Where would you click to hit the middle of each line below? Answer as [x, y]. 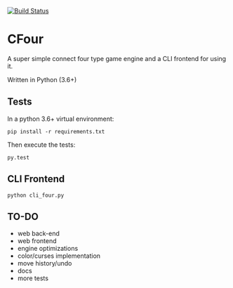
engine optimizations [48, 249]
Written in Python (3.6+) [42, 79]
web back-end [38, 234]
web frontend [37, 241]
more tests [33, 278]
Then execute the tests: [41, 145]
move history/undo [45, 263]
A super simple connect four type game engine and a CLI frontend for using [117, 58]
